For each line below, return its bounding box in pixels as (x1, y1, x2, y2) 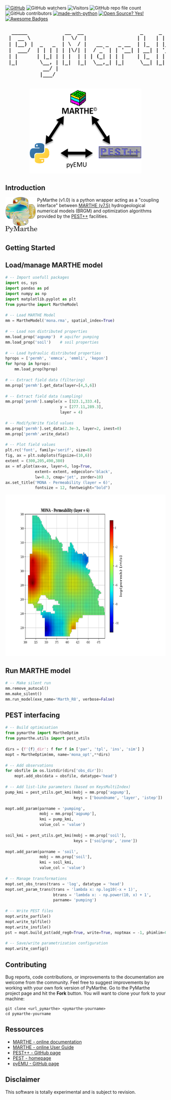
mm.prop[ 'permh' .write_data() (5, 431, 70, 437)
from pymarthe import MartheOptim (5, 730, 79, 736)
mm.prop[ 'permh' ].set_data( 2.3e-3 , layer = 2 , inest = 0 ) (5, 426, 122, 431)
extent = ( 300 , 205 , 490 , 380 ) (5, 458, 65, 464)
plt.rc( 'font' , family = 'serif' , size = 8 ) (5, 447, 93, 453)
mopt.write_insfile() (5, 925, 51, 930)
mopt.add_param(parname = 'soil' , (5, 849, 79, 854)
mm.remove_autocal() (5, 686, 49, 691)
